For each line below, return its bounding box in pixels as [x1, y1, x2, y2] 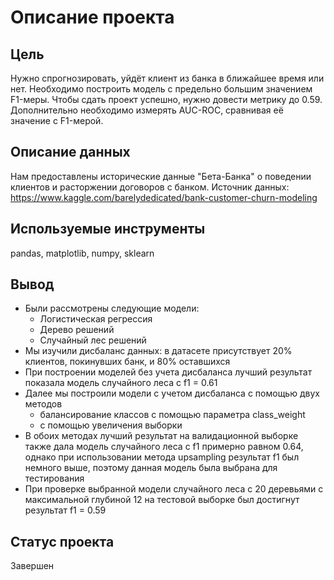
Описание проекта [10, 6, 175, 29]
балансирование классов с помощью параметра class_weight [39, 409, 306, 421]
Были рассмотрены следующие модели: [24, 302, 200, 315]
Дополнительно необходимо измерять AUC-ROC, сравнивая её [10, 104, 284, 116]
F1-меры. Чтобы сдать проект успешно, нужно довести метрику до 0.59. [10, 94, 323, 105]
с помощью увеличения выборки [39, 419, 183, 431]
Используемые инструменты [10, 221, 206, 238]
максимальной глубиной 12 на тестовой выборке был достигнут [24, 494, 300, 506]
